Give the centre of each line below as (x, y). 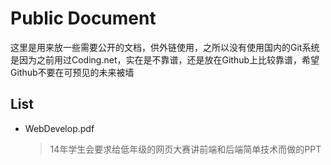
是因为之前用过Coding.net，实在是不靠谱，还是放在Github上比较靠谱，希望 (165, 59)
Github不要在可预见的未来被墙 (72, 72)
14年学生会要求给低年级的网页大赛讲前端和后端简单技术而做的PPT (185, 149)
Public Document (83, 18)
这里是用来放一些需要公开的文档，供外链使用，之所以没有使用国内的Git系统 (165, 47)
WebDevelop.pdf (59, 128)
